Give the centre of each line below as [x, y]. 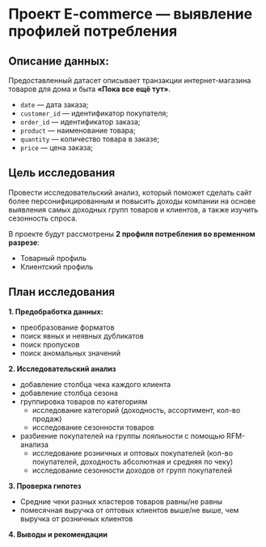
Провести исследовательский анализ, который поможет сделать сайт [130, 192]
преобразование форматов [67, 327]
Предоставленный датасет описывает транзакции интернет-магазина [130, 80]
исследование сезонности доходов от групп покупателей [132, 470]
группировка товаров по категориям [84, 402]
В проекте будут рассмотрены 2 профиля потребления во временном [132, 234]
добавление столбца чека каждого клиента [95, 384]
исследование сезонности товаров [93, 427]
